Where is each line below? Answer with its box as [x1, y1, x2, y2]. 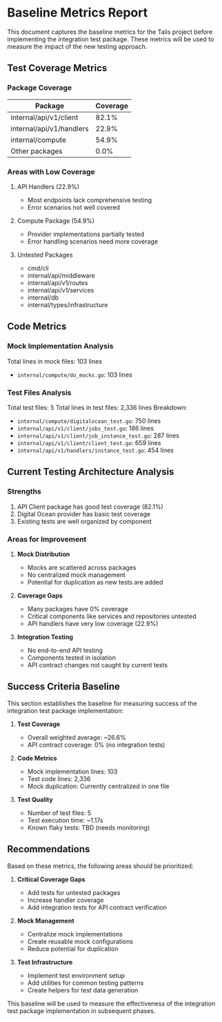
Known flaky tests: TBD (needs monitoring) [27, 823, 150, 832]
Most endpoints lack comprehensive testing [27, 195, 152, 204]
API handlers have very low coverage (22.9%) [27, 619, 159, 627]
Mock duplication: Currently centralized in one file [27, 782, 170, 790]
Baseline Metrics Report [7, 5, 148, 21]
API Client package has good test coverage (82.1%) [17, 502, 164, 511]
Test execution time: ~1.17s [27, 816, 103, 824]
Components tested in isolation [27, 654, 116, 662]
